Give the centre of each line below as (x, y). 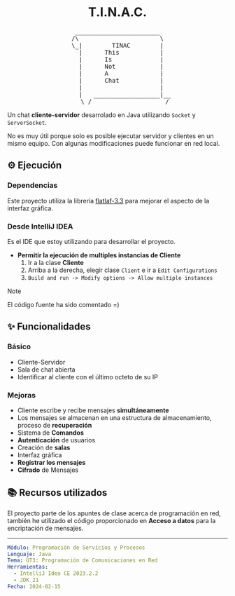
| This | (121, 52)
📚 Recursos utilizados (57, 493)
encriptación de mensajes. (45, 528)
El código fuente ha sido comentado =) (64, 304)
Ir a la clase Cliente (56, 262)
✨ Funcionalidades (49, 327)
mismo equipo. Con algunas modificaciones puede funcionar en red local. (114, 143)
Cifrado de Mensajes (48, 470)
